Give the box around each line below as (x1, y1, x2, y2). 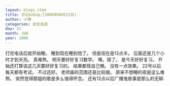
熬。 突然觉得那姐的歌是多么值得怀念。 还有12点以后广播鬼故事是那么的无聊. (5, 75, 165, 81)
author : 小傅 (5, 17, 31, 22)
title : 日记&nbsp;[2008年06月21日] (5, 12, 77, 17)
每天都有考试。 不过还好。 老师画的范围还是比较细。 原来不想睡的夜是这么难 (5, 69, 165, 75)
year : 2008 (5, 36, 28, 41)
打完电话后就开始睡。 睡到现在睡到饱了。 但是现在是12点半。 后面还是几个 (5, 50, 161, 56)
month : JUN (5, 31, 28, 36)
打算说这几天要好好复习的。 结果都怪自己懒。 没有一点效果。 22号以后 (14, 63, 161, 69)
